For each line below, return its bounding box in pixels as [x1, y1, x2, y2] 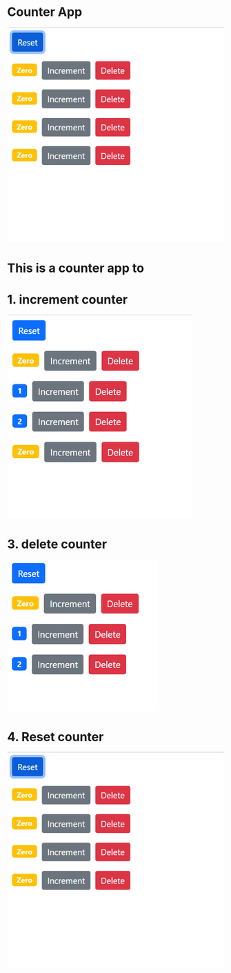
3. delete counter [7, 536, 108, 552]
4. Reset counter [7, 729, 104, 745]
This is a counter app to [7, 260, 145, 276]
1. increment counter [7, 291, 128, 307]
